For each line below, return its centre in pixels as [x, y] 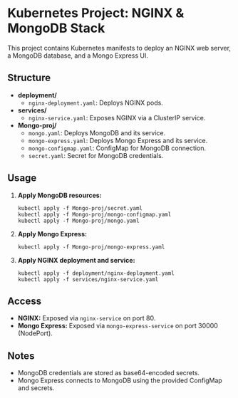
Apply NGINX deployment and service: [76, 260]
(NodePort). [35, 333]
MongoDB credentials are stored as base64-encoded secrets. [109, 373]
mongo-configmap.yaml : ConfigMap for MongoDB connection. [117, 148]
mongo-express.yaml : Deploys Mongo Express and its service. [118, 140]
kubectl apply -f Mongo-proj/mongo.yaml [78, 221]
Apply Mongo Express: [52, 234]
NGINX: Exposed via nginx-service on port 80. [87, 318]
